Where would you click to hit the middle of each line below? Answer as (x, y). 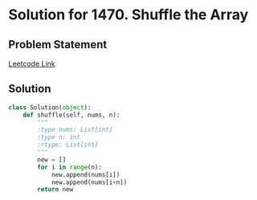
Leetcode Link (32, 63)
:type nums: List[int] (75, 130)
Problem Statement (58, 45)
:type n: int (59, 137)
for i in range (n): (70, 167)
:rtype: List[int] (68, 145)
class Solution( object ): (50, 107)
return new (55, 190)
